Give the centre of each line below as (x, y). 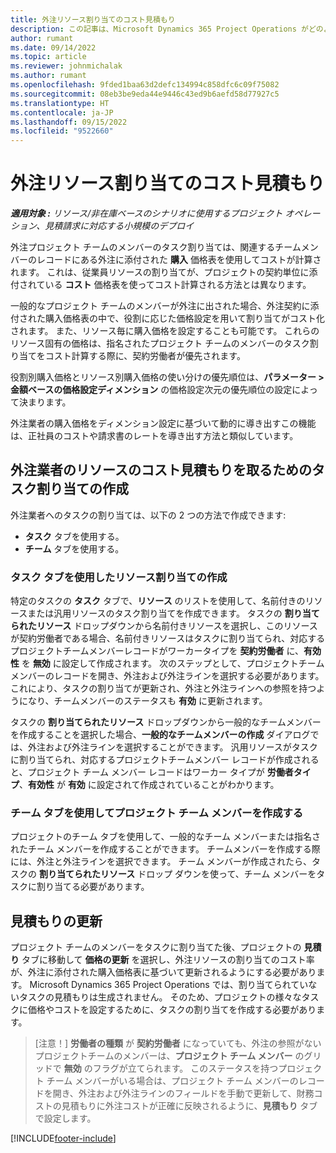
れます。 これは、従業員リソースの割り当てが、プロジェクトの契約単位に (160, 272)
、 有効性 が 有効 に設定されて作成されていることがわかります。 (149, 785)
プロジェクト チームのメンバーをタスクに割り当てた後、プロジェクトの (156, 947)
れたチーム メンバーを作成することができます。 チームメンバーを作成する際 (165, 849)
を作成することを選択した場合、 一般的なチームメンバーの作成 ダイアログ (160, 735)
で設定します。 (65, 1118)
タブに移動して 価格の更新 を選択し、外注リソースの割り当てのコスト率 (168, 960)
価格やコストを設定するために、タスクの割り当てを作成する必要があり (172, 1010)
